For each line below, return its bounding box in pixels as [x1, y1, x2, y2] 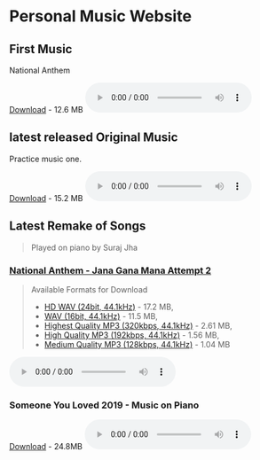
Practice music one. [9, 153, 83, 164]
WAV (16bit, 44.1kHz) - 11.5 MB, [43, 310, 158, 321]
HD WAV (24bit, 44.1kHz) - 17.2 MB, [43, 301, 174, 312]
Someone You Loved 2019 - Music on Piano [9, 399, 200, 411]
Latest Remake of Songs [9, 219, 146, 234]
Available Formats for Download [30, 284, 148, 294]
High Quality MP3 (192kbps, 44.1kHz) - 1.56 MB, [43, 330, 220, 340]
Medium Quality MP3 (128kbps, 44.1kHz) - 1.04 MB [43, 339, 231, 349]
